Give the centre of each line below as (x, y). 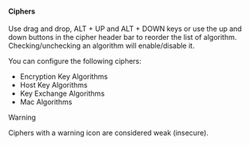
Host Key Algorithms (54, 85)
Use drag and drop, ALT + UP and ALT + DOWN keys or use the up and (125, 29)
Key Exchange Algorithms (62, 94)
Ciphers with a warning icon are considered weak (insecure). (109, 133)
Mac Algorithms (46, 102)
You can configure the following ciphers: (75, 61)
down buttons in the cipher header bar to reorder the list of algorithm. (123, 37)
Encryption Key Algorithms (63, 76)
